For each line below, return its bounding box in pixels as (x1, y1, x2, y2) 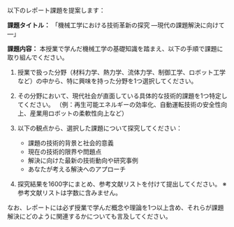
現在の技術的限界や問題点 (27, 147, 102, 156)
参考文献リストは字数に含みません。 (17, 189, 122, 197)
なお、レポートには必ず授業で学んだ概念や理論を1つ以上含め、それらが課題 (7, 203, 224, 212)
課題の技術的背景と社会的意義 (27, 139, 114, 147)
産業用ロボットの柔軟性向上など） (29, 109, 128, 117)
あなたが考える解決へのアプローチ (27, 165, 126, 173)
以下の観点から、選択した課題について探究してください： (17, 124, 183, 132)
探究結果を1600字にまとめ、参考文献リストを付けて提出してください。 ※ (17, 180, 227, 188)
